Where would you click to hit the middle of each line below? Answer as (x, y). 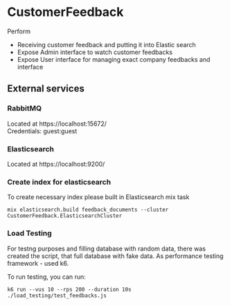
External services (46, 88)
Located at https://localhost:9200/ (56, 164)
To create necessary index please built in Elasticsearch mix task (98, 197)
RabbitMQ (25, 108)
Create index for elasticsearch (59, 182)
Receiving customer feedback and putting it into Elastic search (106, 44)
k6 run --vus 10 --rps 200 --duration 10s (69, 289)
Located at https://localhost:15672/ (57, 124)
